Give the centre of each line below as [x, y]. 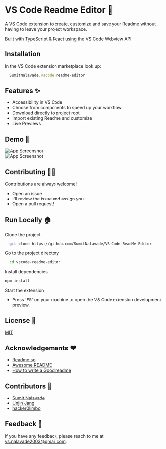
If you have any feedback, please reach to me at [54, 436]
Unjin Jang [23, 403]
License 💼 [21, 321]
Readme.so [24, 360]
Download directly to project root [46, 113]
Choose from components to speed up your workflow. [67, 108]
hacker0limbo [26, 408]
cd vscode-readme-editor [35, 262]
